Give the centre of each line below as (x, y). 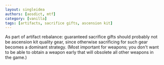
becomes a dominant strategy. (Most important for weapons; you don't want (82, 47)
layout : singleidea (25, 9)
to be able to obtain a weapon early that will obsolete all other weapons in (79, 52)
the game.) (16, 57)
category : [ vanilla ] (26, 18)
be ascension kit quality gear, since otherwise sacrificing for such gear (76, 42)
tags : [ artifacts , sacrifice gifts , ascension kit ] (59, 23)
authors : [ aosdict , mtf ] (30, 14)
